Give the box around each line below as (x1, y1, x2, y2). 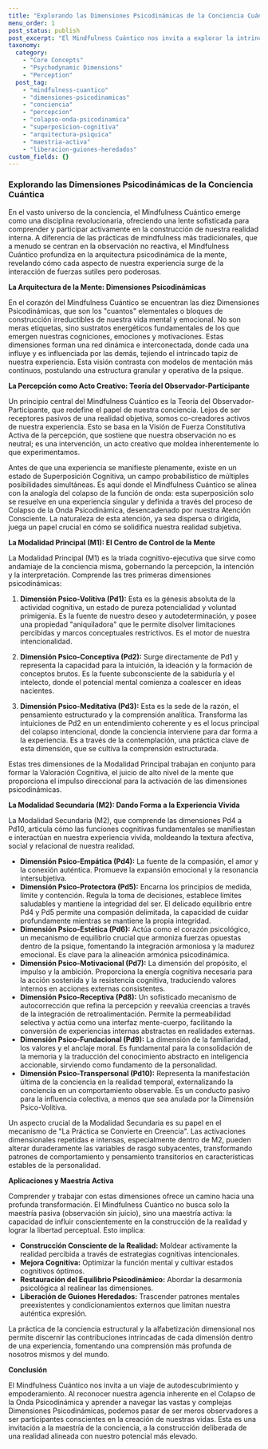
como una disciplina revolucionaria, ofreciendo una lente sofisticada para (8, 216, 250, 225)
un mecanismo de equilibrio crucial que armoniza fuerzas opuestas (19, 932, 242, 942)
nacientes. (19, 686, 54, 695)
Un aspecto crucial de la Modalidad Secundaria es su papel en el (8, 1118, 222, 1127)
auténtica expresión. (19, 1308, 88, 1318)
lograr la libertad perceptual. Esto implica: (8, 1225, 146, 1234)
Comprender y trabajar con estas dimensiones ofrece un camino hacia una (8, 1191, 254, 1201)
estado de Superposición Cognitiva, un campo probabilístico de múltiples (8, 471, 250, 481)
